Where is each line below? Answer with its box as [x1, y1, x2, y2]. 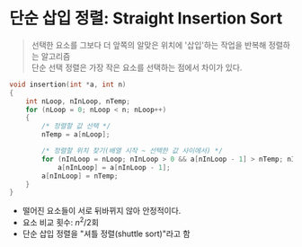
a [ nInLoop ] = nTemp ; [41, 172, 119, 181]
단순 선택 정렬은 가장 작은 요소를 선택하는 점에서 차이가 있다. [31, 62, 243, 73]
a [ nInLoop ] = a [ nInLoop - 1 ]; [57, 163, 171, 172]
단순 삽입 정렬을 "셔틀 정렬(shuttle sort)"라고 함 [22, 228, 191, 239]
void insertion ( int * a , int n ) [9, 80, 127, 89]
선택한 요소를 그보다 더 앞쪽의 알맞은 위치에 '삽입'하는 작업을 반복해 [31, 40, 267, 50]
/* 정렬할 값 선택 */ [41, 122, 111, 131]
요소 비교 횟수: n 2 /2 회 [22, 216, 99, 227]
